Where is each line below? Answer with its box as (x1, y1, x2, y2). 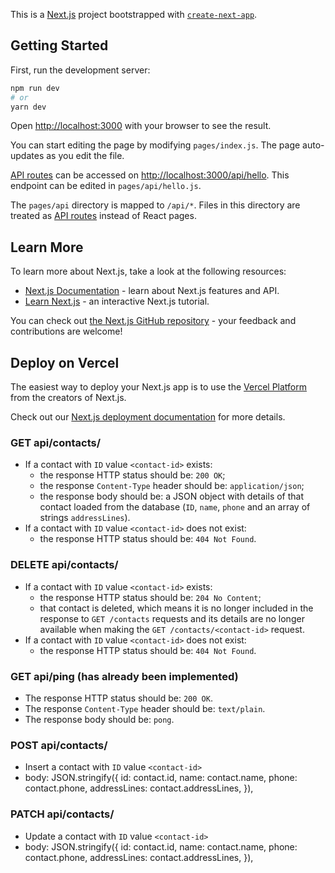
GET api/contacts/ (10, 435, 102, 449)
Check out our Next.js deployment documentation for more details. (10, 411, 286, 423)
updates (10, 150, 45, 162)
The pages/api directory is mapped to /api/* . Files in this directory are (10, 199, 301, 211)
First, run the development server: (10, 64, 151, 76)
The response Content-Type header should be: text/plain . (24, 702, 266, 714)
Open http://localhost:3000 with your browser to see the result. (10, 120, 272, 132)
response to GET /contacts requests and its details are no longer (39, 612, 305, 624)
